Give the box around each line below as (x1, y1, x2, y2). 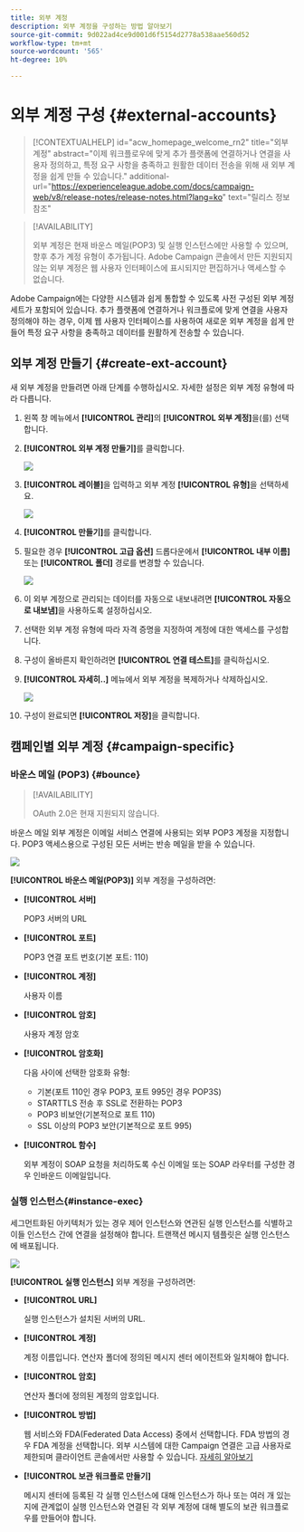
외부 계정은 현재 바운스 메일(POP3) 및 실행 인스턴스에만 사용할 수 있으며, (32, 239, 289, 250)
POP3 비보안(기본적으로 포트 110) (36, 1109, 156, 1120)
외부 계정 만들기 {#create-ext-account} (10, 356, 228, 371)
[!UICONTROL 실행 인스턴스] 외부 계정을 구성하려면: (10, 1276, 196, 1287)
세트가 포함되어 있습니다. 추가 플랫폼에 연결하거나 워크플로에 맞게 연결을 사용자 (10, 304, 289, 315)
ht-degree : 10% (10, 55, 68, 64)
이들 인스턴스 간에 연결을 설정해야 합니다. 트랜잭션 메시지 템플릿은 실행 (10, 1229, 259, 1240)
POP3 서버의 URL (23, 914, 87, 924)
